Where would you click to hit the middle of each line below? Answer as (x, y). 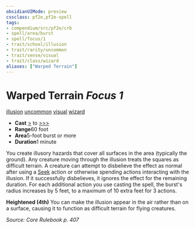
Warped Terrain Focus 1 (65, 95)
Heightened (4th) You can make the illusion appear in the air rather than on (97, 202)
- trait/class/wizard (33, 61)
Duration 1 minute (36, 142)
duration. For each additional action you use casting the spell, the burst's (94, 185)
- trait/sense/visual (33, 55)
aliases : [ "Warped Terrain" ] (42, 66)
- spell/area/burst (30, 34)
